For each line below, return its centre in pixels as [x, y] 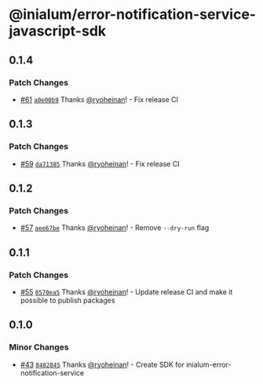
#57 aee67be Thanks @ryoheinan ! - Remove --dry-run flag [115, 228]
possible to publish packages [68, 300]
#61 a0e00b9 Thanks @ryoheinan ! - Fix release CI [99, 99]
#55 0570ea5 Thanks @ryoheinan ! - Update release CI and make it [126, 291]
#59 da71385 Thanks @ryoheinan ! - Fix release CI [100, 163]
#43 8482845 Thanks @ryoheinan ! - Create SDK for [102, 364]
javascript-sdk [58, 31]
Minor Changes [39, 347]
